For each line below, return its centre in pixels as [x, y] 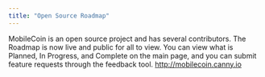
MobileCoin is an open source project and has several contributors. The [127, 38]
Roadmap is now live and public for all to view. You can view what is [121, 47]
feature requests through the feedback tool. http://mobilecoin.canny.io [125, 64]
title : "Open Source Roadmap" [59, 16]
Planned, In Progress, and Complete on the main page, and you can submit [132, 55]
